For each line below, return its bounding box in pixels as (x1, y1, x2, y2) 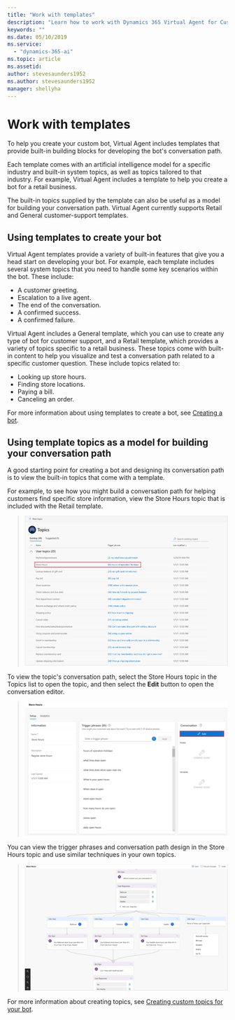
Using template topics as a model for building (7, 436, 208, 448)
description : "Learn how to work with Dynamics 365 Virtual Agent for (7, 18, 218, 26)
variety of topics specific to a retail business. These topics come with (7, 344, 208, 353)
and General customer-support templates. (7, 211, 129, 220)
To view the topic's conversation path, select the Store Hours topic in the (7, 673, 218, 681)
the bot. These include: (7, 273, 74, 281)
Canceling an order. (17, 395, 75, 404)
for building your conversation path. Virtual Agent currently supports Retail (7, 204, 222, 212)
